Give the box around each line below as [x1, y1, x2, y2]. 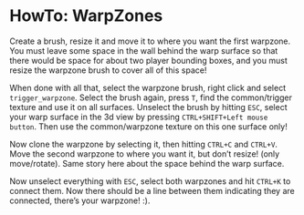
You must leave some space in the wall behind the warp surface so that [9, 45, 278, 56]
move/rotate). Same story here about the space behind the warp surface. [9, 158, 285, 169]
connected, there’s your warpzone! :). [9, 195, 151, 206]
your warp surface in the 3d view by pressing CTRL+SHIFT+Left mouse [9, 111, 268, 122]
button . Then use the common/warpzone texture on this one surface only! [9, 120, 288, 132]
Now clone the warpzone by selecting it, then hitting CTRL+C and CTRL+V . [9, 138, 278, 149]
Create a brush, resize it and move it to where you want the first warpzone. [9, 36, 291, 46]
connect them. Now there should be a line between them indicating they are [9, 185, 295, 196]
